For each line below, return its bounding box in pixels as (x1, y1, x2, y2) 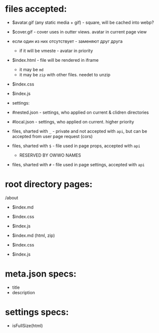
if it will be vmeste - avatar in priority (19, 48, 93, 53)
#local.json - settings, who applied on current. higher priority (12, 119, 135, 124)
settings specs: (5, 307, 69, 317)
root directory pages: (5, 179, 93, 190)
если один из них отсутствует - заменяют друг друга (12, 38, 123, 44)
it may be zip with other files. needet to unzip (19, 71, 110, 77)
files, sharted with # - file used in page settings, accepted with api (12, 161, 145, 167)
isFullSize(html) (12, 322, 43, 329)
